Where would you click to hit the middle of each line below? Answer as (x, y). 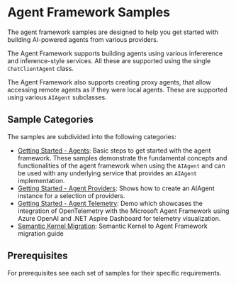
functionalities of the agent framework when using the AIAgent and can (121, 165)
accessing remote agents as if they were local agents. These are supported (118, 89)
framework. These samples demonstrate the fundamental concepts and (122, 158)
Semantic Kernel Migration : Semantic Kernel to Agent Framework (112, 226)
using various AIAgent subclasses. (57, 97)
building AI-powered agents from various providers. (83, 39)
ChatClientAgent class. (41, 68)
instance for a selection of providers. (71, 195)
